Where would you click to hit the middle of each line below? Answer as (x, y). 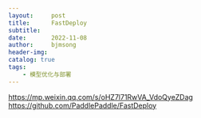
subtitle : (25, 30)
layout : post (37, 15)
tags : (17, 67)
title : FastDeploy (48, 23)
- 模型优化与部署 (47, 74)
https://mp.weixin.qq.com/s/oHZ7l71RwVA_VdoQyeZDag (101, 97)
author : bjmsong (43, 45)
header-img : (28, 52)
